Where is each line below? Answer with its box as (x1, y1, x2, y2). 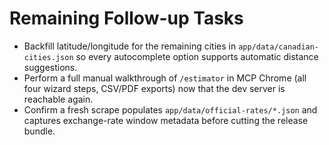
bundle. (23, 125, 56, 137)
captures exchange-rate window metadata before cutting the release (23, 114, 309, 126)
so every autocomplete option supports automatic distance (75, 50, 319, 62)
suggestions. (23, 61, 78, 73)
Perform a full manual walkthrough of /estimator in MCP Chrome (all (23, 72, 307, 84)
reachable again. (23, 93, 94, 105)
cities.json (23, 52, 74, 62)
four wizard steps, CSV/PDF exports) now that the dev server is (23, 82, 286, 94)
